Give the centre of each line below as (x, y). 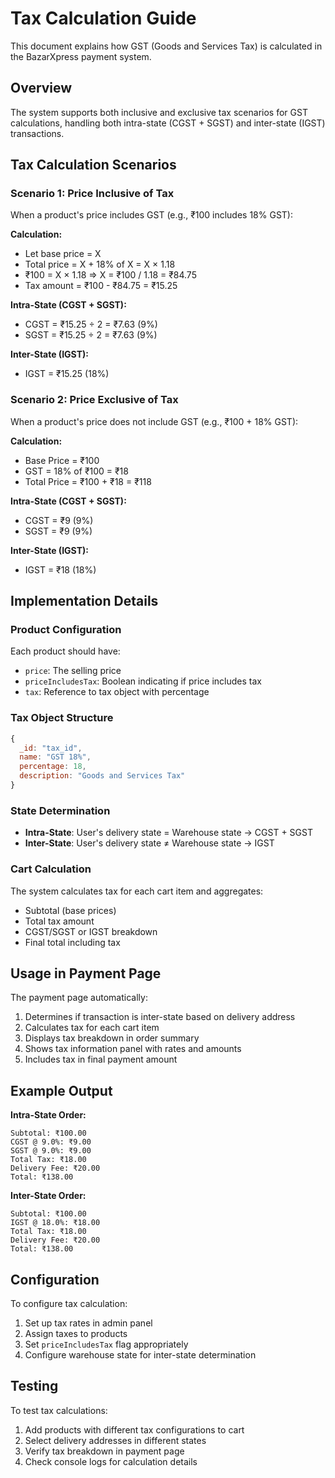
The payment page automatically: (79, 998)
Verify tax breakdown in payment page (104, 1451)
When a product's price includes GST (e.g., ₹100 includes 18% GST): (151, 215)
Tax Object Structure (62, 718)
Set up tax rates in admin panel (88, 1323)
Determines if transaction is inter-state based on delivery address (160, 1017)
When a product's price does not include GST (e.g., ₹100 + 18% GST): (154, 421)
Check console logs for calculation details (111, 1461)
